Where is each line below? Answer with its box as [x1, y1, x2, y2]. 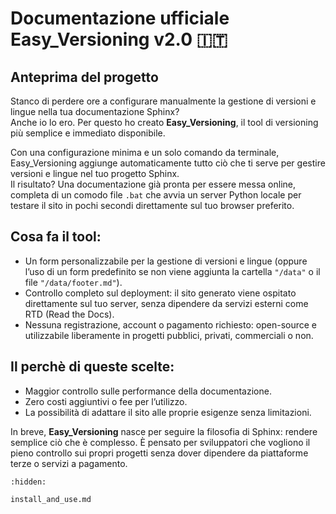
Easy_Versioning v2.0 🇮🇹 [10, 28, 228, 51]
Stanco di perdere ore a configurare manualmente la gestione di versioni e [10, 95, 317, 107]
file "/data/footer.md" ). [24, 276, 123, 288]
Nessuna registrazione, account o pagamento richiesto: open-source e [24, 318, 318, 331]
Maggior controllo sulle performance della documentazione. [24, 385, 272, 397]
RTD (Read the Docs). [24, 308, 115, 320]
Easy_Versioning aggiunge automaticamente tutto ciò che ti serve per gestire [10, 157, 326, 169]
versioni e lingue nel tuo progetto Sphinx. [10, 168, 180, 179]
